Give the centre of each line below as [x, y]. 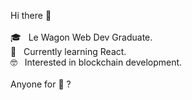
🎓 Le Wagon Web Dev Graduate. [81, 37]
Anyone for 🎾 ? [41, 84]
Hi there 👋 [31, 15]
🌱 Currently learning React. [68, 51]
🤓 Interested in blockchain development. [96, 62]
